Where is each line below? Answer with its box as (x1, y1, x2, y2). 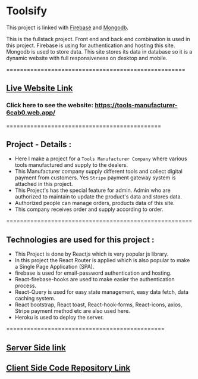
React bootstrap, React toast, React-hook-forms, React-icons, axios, (14, 301, 183, 308)
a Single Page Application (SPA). (14, 263, 95, 271)
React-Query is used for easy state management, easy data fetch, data (14, 288, 189, 296)
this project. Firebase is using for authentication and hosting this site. (6, 42, 175, 49)
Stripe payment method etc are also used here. (14, 307, 130, 315)
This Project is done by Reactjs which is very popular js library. (14, 250, 169, 257)
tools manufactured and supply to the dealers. (14, 161, 128, 169)
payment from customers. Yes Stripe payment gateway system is (14, 174, 176, 181)
